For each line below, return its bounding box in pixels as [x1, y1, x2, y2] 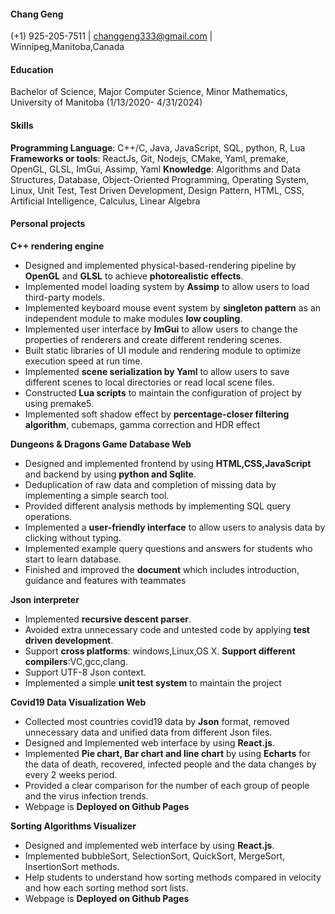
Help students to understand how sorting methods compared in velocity [24, 871, 322, 883]
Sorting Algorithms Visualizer [10, 820, 137, 832]
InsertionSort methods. [24, 860, 120, 872]
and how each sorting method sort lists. [24, 881, 189, 894]
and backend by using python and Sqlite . [24, 468, 197, 480]
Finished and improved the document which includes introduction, [24, 563, 300, 575]
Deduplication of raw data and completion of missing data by [24, 478, 277, 490]
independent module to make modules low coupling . [24, 312, 243, 324]
